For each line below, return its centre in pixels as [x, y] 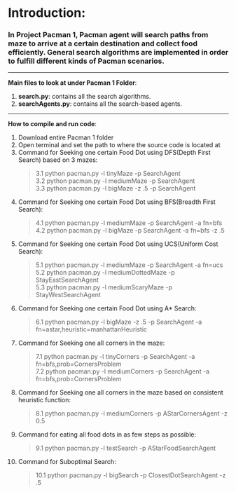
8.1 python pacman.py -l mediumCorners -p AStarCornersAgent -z [132, 414]
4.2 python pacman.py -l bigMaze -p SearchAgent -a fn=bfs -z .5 [130, 231]
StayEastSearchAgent [67, 280]
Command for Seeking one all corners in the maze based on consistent [120, 392]
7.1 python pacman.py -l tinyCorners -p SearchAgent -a [115, 357]
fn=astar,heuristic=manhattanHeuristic [91, 329]
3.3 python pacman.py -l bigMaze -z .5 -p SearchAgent [116, 189]
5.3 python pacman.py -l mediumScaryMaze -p [104, 287]
